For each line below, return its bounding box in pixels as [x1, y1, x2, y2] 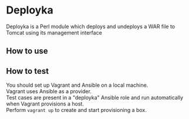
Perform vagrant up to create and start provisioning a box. [6, 107, 147, 114]
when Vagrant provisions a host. [6, 100, 84, 107]
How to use [6, 46, 48, 56]
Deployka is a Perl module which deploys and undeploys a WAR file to [6, 23, 175, 30]
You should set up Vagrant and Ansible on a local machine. [6, 81, 148, 89]
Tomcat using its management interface [6, 29, 103, 36]
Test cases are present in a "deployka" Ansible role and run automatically [6, 94, 184, 101]
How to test [6, 66, 49, 76]
